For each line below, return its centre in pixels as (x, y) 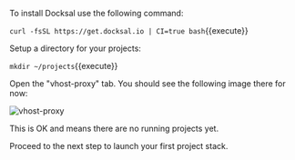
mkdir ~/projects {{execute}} (64, 66)
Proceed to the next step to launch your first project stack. (119, 146)
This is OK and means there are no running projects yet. (114, 128)
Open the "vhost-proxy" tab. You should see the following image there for (148, 84)
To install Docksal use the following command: (97, 13)
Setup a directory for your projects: (75, 48)
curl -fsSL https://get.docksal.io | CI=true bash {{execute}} (129, 30)
